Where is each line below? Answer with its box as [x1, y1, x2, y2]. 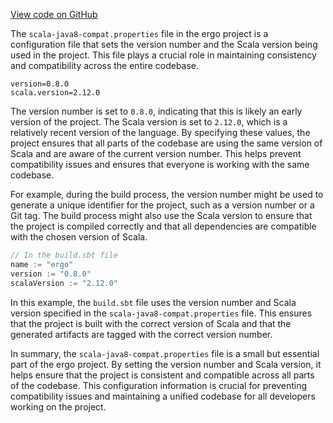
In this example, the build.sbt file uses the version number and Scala [10, 296, 297, 308]
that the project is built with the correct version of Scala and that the [10, 317, 292, 329]
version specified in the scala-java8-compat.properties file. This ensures [10, 307, 313, 319]
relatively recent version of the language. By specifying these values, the [10, 127, 311, 138]
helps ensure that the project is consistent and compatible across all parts [10, 369, 315, 381]
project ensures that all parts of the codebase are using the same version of [10, 137, 323, 149]
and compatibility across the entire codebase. [10, 60, 200, 71]
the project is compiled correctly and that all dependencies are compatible [10, 220, 317, 232]
